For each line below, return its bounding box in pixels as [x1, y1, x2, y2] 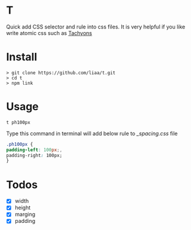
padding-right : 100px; [6, 152, 62, 158]
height [14, 204, 31, 211]
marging [14, 211, 36, 218]
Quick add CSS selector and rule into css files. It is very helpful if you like [6, 23, 186, 30]
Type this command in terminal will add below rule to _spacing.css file [6, 130, 178, 137]
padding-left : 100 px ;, [6, 146, 62, 153]
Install [6, 50, 37, 64]
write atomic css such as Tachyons [6, 29, 92, 36]
